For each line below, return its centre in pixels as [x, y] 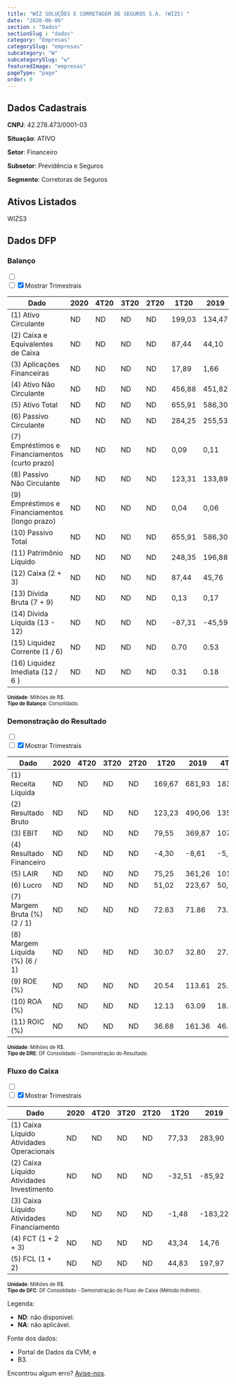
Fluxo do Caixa [33, 1071]
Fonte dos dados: [33, 1339]
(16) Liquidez [33, 663]
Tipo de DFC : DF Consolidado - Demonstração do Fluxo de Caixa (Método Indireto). [104, 1291]
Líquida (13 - [33, 623]
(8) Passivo [30, 474]
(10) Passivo [32, 532]
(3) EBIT [25, 833]
